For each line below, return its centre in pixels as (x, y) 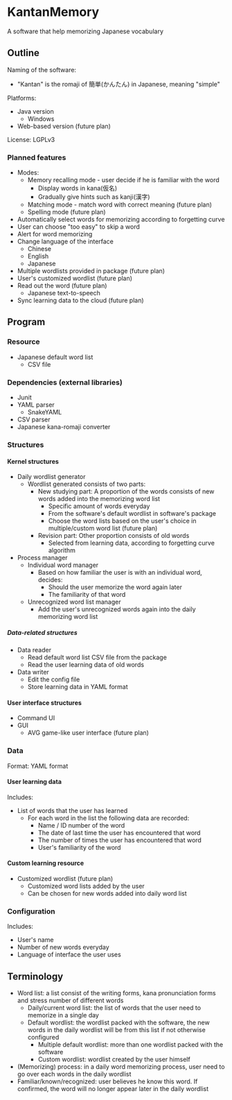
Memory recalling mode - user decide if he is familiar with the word (123, 180)
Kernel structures (33, 461)
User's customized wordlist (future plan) (75, 279)
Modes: (28, 173)
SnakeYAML (45, 412)
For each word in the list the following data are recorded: (108, 818)
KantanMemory (53, 12)
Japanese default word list (55, 357)
